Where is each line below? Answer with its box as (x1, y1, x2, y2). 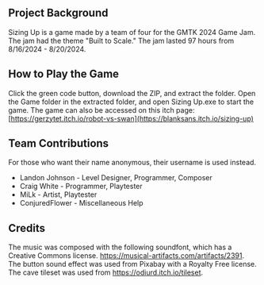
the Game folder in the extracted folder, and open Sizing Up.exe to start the (8, 97, 254, 106)
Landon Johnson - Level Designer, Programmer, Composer (19, 173, 212, 183)
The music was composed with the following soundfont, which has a (8, 242, 232, 252)
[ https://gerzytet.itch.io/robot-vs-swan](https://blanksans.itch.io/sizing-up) (8, 114, 254, 123)
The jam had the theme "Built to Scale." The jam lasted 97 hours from (8, 36, 235, 45)
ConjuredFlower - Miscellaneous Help (19, 198, 144, 208)
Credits (8, 221, 46, 235)
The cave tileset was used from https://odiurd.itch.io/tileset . (8, 268, 204, 277)
